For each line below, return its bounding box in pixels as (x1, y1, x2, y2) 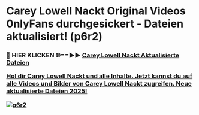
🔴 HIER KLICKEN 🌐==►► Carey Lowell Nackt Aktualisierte (6, 51, 180, 59)
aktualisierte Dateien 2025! (6, 87, 88, 95)
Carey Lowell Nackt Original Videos (6, 4, 186, 18)
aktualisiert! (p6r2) (6, 30, 103, 43)
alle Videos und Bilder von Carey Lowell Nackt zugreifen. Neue (6, 80, 192, 88)
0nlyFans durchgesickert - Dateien (6, 17, 184, 31)
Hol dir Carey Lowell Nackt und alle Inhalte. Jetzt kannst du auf (6, 72, 193, 80)
